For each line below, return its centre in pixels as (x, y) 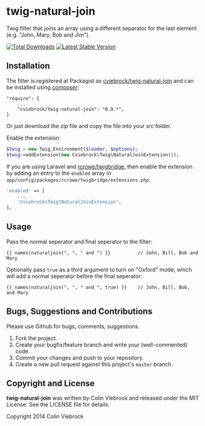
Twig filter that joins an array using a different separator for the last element (102, 28)
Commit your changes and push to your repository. (79, 357)
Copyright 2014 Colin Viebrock (45, 416)
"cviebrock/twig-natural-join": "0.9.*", (71, 109)
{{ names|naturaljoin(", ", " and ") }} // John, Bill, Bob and (102, 253)
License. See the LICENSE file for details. (58, 405)
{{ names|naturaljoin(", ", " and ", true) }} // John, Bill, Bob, (98, 287)
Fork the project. (36, 338)
